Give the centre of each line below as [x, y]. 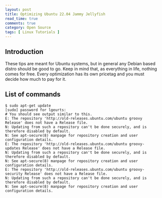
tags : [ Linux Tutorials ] [32, 32]
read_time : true [21, 18]
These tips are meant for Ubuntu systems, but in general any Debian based [80, 63]
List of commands [33, 95]
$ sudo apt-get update [28, 106]
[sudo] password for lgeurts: [36, 110]
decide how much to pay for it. [36, 79]
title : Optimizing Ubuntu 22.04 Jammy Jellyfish [55, 14]
